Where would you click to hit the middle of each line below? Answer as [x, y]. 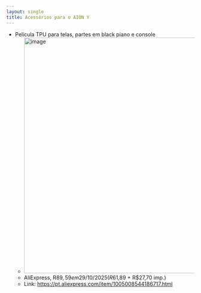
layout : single [25, 12]
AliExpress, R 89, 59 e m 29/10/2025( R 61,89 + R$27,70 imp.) [95, 277]
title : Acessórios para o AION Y [48, 17]
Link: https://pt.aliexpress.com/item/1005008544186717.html [98, 283]
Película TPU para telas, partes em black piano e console [85, 34]
